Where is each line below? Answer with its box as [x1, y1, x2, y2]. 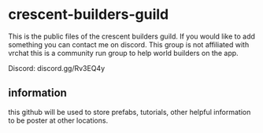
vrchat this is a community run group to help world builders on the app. [8, 48, 239, 57]
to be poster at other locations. [8, 116, 109, 125]
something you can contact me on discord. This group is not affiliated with [8, 39, 250, 49]
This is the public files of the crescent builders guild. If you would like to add [8, 31, 256, 41]
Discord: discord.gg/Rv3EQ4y [8, 63, 106, 72]
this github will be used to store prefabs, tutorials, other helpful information [8, 107, 251, 116]
